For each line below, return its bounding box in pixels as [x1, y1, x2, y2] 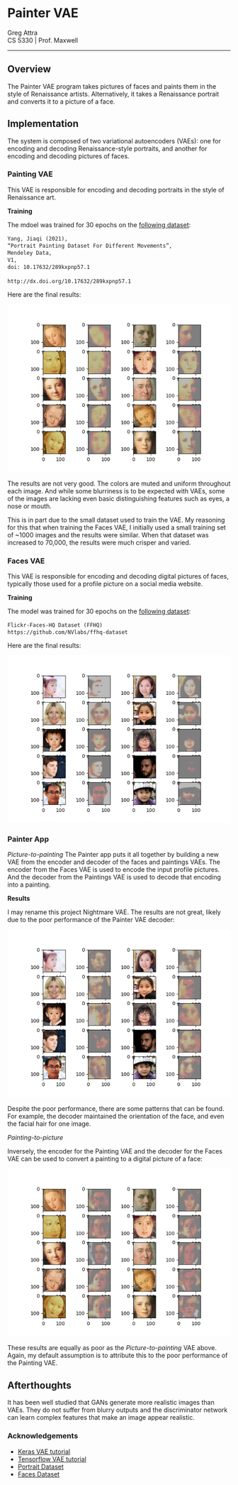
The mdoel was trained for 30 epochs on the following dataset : [7, 220, 191, 229]
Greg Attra [7, 28, 38, 37]
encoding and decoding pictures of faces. [7, 151, 130, 160]
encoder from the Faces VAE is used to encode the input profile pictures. [7, 865, 220, 874]
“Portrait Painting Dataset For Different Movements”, [7, 242, 173, 249]
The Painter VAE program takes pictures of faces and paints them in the [7, 82, 217, 90]
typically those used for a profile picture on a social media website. [7, 580, 203, 588]
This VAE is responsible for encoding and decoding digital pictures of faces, [7, 572, 229, 581]
